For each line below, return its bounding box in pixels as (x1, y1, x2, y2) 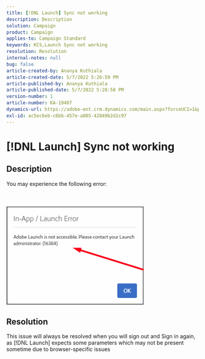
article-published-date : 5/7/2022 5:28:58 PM (6, 87, 124, 93)
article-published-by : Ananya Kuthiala (6, 80, 108, 87)
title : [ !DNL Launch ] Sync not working (6, 10, 108, 16)
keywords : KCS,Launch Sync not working (6, 42, 108, 48)
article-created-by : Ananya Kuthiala (6, 68, 103, 74)
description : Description (6, 16, 72, 23)
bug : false (6, 61, 34, 67)
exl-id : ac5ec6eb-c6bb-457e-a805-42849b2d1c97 (6, 113, 127, 119)
